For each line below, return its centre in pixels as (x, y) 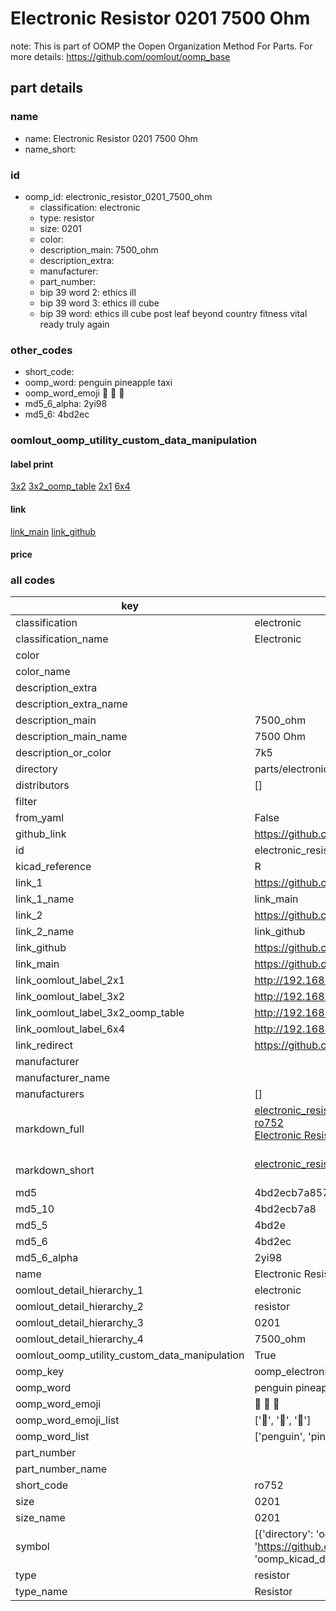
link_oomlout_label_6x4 (70, 1029)
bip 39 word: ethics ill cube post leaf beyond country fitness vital (173, 313)
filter (26, 802)
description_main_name (71, 737)
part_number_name (61, 1469)
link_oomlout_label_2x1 (70, 980)
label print (32, 464)
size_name (40, 1518)
